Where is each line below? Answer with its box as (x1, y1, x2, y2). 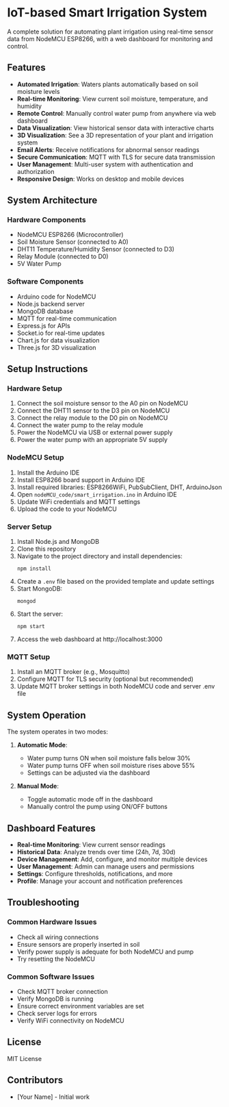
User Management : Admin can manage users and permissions (16, 862, 195, 871)
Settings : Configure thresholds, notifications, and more (16, 869, 173, 878)
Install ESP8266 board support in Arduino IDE (16, 475, 146, 484)
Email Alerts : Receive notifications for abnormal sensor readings (16, 145, 200, 153)
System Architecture (7, 195, 98, 206)
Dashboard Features (7, 822, 96, 834)
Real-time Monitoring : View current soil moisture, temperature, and (16, 95, 208, 103)
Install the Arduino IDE (16, 468, 80, 477)
